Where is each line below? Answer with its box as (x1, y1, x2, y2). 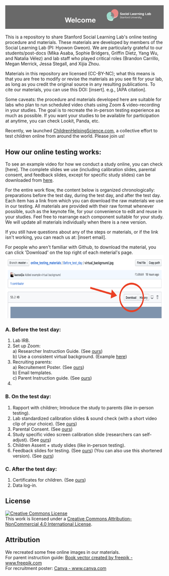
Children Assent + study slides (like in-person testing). (12, 442, 126, 448)
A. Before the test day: (5, 326, 61, 333)
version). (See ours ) (12, 453, 54, 459)
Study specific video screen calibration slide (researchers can (12, 431, 141, 437)
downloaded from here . (5, 177, 54, 183)
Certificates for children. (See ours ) (12, 477, 87, 483)
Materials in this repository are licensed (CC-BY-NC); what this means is (5, 71, 155, 77)
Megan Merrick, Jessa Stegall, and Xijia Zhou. (5, 61, 101, 67)
